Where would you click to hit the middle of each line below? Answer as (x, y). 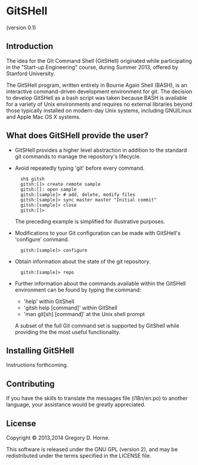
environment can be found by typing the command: (78, 290)
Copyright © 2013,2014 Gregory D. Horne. (58, 438)
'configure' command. (42, 239)
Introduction (30, 46)
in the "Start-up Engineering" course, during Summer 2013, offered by (92, 67)
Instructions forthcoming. (37, 365)
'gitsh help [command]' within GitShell (70, 308)
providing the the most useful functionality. (67, 332)
